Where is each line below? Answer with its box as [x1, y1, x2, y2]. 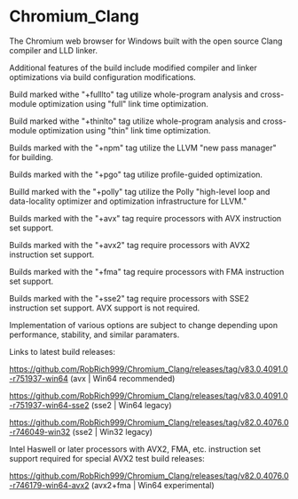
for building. [9, 151, 53, 162]
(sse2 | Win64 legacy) [90, 399, 172, 410]
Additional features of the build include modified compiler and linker [9, 62, 257, 73]
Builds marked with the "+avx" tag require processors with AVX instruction [9, 213, 282, 223]
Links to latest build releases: [9, 346, 115, 357]
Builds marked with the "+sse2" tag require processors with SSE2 [9, 293, 250, 303]
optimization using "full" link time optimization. [38, 98, 208, 109]
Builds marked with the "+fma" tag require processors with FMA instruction [9, 266, 285, 277]
